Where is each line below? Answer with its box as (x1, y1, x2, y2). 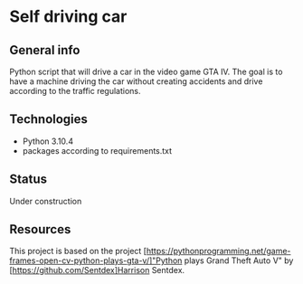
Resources (9, 222, 71, 237)
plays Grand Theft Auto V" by (184, 255, 294, 266)
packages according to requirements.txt (22, 145, 173, 156)
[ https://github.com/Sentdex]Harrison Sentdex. (9, 265, 185, 276)
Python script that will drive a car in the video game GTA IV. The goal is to (9, 66, 283, 77)
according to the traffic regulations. (9, 86, 142, 96)
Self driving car (9, 6, 128, 27)
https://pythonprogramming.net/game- (146, 246, 291, 257)
